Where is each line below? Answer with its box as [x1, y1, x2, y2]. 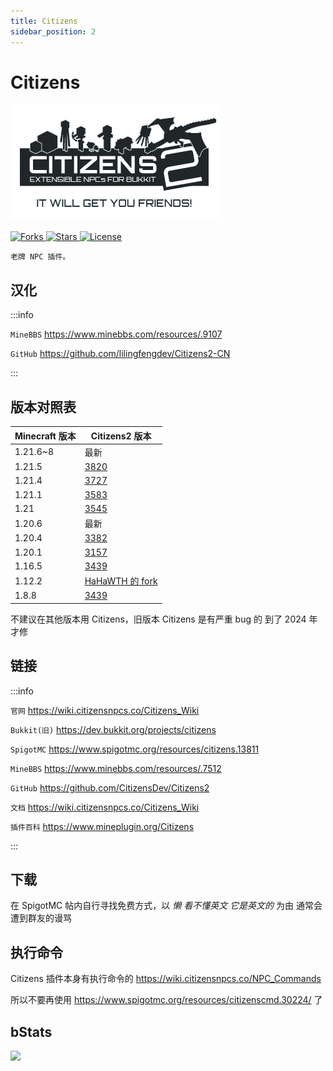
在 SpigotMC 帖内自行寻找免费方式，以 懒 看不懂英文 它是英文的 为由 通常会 [10, 900, 323, 912]
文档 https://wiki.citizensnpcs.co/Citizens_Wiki [10, 801, 200, 813]
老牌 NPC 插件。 [10, 252, 71, 262]
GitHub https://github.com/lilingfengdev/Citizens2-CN [10, 348, 231, 360]
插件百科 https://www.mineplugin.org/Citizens [10, 820, 195, 832]
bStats [10, 1023, 53, 1040]
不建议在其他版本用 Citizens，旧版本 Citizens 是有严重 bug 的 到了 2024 [10, 613, 307, 625]
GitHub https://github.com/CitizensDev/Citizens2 [10, 781, 210, 794]
